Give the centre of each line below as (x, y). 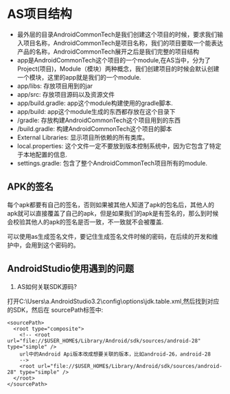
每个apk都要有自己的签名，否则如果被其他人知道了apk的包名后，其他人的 (111, 205)
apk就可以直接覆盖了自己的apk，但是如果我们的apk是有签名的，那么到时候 (113, 213)
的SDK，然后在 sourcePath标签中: (55, 310)
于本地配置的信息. (42, 154)
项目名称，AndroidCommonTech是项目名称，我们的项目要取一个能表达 (123, 43)
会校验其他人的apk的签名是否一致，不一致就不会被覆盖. (85, 222)
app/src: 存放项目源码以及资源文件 (66, 94)
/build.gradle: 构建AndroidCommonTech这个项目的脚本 (95, 128)
